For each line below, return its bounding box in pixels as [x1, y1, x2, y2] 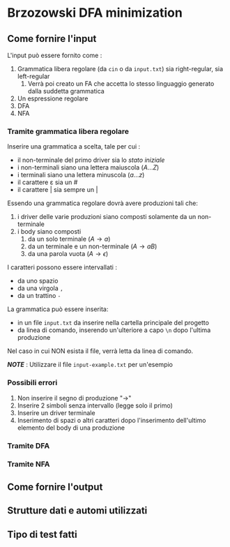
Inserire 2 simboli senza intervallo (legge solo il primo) [17, 401, 173, 410]
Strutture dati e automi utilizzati [7, 504, 148, 517]
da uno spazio [17, 277, 59, 285]
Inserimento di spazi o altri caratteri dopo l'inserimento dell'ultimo [17, 416, 206, 424]
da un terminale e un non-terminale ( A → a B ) [27, 242, 158, 250]
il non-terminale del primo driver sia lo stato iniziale [17, 156, 165, 165]
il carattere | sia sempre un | [17, 186, 98, 194]
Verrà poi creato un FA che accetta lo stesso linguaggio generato [27, 80, 215, 88]
